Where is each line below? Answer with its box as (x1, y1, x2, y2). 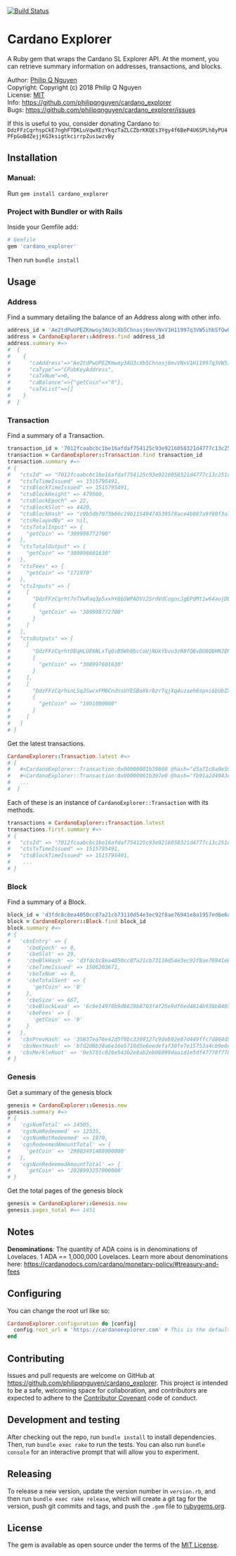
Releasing (7, 1468, 52, 1480)
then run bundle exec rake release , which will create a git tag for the (7, 1494, 207, 1502)
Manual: (7, 173, 37, 183)
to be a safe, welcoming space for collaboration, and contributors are (7, 1386, 208, 1394)
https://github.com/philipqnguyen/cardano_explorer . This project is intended (7, 1379, 228, 1387)
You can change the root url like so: (7, 1306, 110, 1315)
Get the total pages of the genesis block (7, 1186, 124, 1195)
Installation (7, 152, 58, 164)
